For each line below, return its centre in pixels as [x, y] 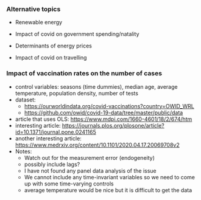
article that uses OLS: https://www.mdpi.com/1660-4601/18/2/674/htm [104, 119]
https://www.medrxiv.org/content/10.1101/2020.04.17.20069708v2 [97, 145]
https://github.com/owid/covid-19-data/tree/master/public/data [104, 112]
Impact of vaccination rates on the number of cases [84, 74]
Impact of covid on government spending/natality [77, 34]
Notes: [23, 151]
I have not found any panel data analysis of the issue [90, 171]
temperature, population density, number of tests [77, 93]
